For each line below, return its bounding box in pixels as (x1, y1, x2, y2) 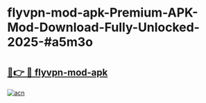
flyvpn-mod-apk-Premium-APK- (7, 5, 198, 21)
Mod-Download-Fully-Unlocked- (7, 19, 200, 35)
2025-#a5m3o (7, 35, 94, 50)
